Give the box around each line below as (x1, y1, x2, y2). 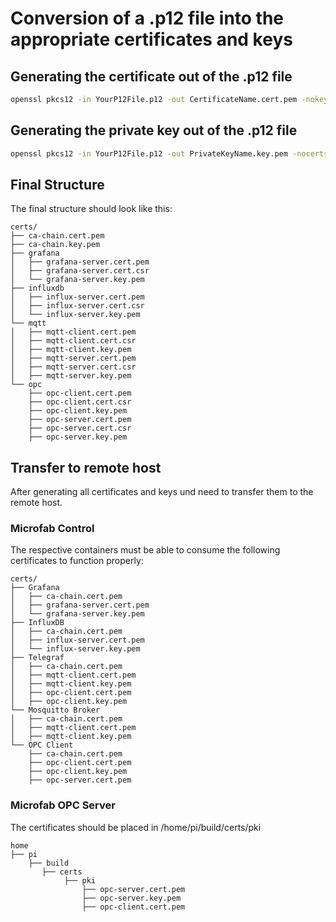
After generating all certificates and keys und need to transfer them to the (10, 486, 314, 498)
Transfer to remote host (10, 459, 162, 476)
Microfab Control (10, 522, 95, 536)
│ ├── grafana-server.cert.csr (10, 266, 150, 276)
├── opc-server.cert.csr (28, 423, 132, 434)
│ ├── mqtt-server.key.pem (10, 371, 132, 381)
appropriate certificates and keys (10, 28, 293, 51)
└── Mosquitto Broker (10, 705, 101, 716)
